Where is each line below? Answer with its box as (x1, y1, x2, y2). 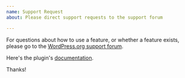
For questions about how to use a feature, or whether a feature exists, (6, 36, 180, 43)
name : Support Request (6, 8, 63, 15)
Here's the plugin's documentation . (6, 54, 94, 61)
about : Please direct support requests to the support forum (6, 14, 163, 20)
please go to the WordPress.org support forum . (6, 43, 124, 50)
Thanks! (6, 65, 27, 73)
